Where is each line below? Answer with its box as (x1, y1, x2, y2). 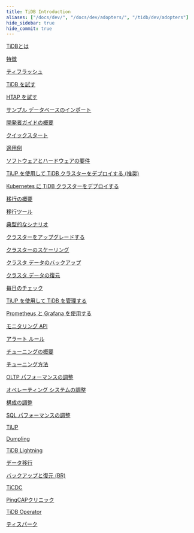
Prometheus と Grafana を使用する (6, 310, 92, 317)
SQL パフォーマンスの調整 (6, 411, 71, 419)
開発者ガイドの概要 (6, 119, 54, 126)
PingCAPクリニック (6, 496, 54, 504)
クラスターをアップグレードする (6, 234, 85, 241)
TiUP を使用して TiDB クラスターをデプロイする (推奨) (6, 170, 140, 177)
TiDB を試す (6, 81, 36, 88)
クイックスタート (6, 132, 48, 139)
